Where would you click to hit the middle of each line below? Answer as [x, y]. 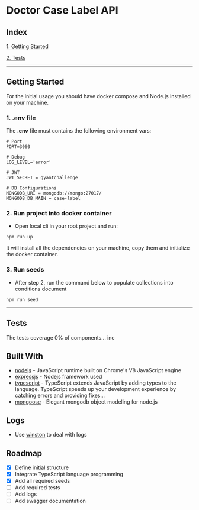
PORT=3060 [18, 147]
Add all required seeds [42, 481]
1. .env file [21, 118]
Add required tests [37, 488]
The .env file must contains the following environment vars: [79, 131]
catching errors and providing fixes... [60, 396]
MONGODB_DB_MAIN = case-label [44, 199]
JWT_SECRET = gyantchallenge [42, 178]
